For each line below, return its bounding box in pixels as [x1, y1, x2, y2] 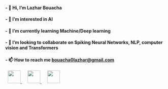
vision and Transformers [5, 45, 58, 51]
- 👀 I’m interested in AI [5, 16, 53, 22]
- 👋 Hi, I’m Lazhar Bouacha [5, 5, 62, 11]
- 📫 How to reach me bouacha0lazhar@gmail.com [5, 56, 114, 63]
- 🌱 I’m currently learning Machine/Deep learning [5, 27, 111, 34]
